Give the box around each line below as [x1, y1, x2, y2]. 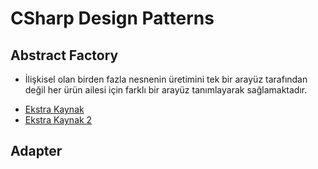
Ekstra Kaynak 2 [24, 114, 93, 126]
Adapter [10, 143, 63, 160]
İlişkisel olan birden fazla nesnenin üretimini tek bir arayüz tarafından [24, 73, 308, 85]
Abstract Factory [10, 47, 119, 64]
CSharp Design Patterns [10, 7, 215, 30]
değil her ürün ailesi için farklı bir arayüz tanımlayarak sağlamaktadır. [24, 84, 308, 96]
